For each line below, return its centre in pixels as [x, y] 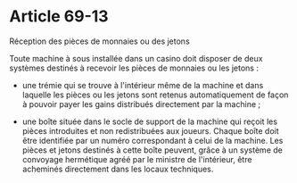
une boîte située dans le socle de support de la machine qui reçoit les [150, 121]
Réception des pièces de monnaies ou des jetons [99, 41]
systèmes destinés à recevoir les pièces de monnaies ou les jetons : [134, 68]
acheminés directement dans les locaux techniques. [118, 169]
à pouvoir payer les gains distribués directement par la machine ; [141, 104]
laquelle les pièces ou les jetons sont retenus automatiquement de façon [155, 95]
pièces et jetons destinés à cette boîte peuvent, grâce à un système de [152, 150]
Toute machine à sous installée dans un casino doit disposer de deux [136, 58]
